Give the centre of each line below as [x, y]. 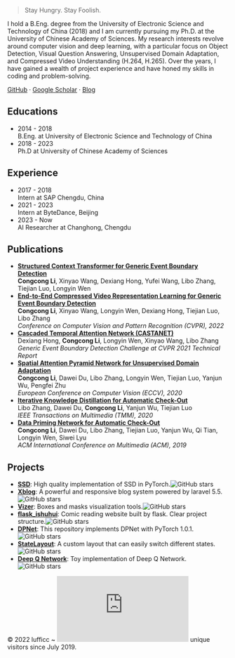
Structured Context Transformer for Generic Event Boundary [108, 266]
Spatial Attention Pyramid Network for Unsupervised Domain [108, 363]
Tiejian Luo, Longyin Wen [54, 289]
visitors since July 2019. [42, 647]
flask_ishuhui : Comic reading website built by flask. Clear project [112, 514]
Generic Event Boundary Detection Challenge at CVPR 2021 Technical [119, 348]
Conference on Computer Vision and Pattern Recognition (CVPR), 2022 [121, 326]
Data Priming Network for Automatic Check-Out [88, 423]
